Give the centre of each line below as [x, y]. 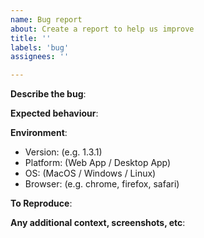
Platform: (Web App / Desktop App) [98, 163]
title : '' [31, 38]
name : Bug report [46, 19]
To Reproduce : [41, 203]
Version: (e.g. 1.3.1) [63, 152]
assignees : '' [40, 57]
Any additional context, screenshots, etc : [98, 223]
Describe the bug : [48, 94]
